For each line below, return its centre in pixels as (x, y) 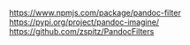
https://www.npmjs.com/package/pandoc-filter (95, 13)
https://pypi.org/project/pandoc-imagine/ (84, 22)
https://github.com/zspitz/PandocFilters (82, 31)
